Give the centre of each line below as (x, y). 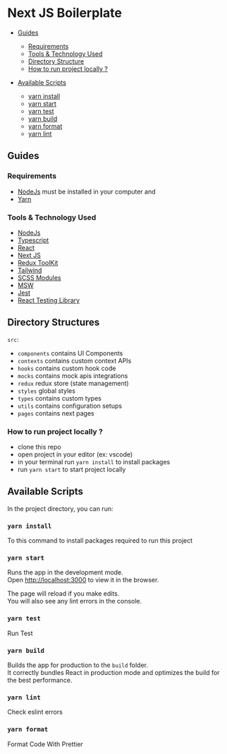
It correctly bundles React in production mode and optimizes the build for (114, 673)
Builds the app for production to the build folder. (78, 665)
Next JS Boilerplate (65, 13)
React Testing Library (48, 300)
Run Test (20, 633)
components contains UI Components (70, 353)
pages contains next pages (56, 413)
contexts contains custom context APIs (74, 360)
